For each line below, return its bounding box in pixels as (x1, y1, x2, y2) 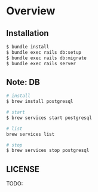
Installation (6, 28, 49, 38)
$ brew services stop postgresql (6, 148, 90, 154)
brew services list (6, 131, 55, 137)
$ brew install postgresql (6, 99, 73, 105)
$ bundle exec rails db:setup (6, 49, 82, 55)
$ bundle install (6, 44, 50, 50)
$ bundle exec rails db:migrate (6, 55, 87, 61)
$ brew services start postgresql (6, 115, 93, 121)
